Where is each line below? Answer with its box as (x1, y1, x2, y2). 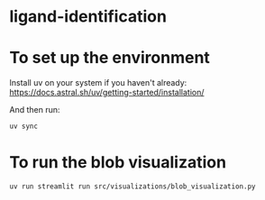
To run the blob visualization (9, 152, 227, 173)
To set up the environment (9, 48, 210, 68)
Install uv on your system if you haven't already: (9, 77, 187, 88)
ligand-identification (9, 6, 167, 27)
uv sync (9, 122, 39, 132)
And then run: (9, 105, 60, 115)
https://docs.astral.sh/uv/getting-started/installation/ (9, 87, 205, 98)
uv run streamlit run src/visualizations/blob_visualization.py (9, 182, 256, 191)
